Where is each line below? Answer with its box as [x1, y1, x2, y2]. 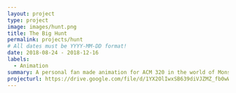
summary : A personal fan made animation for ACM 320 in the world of [7, 69, 216, 76]
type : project [7, 17, 49, 24]
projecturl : [7, 75, 42, 83]
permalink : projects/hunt [7, 36, 83, 43]
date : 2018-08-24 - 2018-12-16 [7, 50, 99, 57]
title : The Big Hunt [7, 29, 68, 37]
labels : [7, 56, 30, 63]
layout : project [7, 10, 55, 17]
